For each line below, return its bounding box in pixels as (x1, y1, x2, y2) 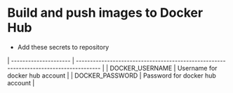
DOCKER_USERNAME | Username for (109, 64, 218, 72)
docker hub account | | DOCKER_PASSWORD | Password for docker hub (7, 71, 216, 80)
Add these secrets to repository (17, 43, 109, 51)
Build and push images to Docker (7, 5, 204, 21)
